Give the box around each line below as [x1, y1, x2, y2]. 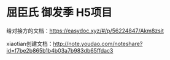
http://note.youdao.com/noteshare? [53, 40, 143, 47]
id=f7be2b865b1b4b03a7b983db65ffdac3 [6, 47, 114, 54]
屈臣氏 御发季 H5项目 [6, 6, 112, 20]
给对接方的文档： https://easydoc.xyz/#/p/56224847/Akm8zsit [6, 27, 164, 34]
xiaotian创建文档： [6, 40, 53, 47]
